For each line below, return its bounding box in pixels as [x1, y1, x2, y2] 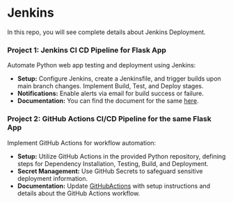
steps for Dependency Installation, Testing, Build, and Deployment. [17, 159, 209, 168]
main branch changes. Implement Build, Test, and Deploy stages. [17, 82, 204, 90]
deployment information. [17, 174, 88, 182]
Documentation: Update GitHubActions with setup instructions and [17, 181, 211, 190]
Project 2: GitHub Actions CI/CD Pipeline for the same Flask [7, 114, 212, 124]
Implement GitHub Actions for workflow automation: [7, 138, 156, 147]
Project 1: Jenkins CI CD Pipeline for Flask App [7, 45, 167, 55]
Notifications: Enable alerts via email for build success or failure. [17, 89, 204, 98]
